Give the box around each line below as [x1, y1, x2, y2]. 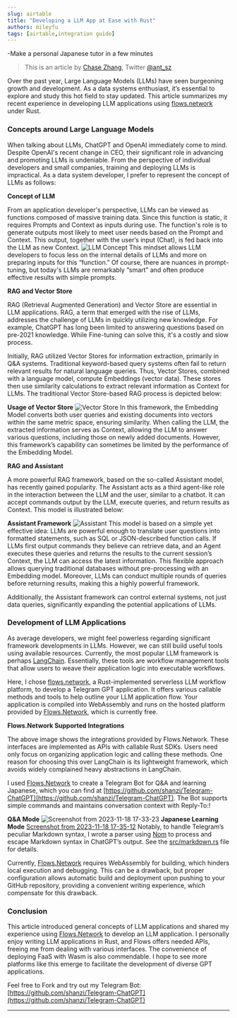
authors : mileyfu [7, 23, 59, 30]
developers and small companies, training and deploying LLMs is [7, 163, 196, 172]
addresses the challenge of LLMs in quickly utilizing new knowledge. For [7, 315, 219, 324]
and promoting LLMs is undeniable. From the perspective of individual [7, 155, 211, 164]
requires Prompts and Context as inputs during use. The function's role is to [7, 220, 228, 229]
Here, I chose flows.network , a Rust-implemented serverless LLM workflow [7, 677, 226, 686]
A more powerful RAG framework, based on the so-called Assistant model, [7, 475, 224, 484]
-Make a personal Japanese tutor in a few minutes [7, 49, 154, 58]
